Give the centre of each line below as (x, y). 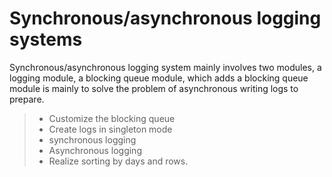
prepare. (27, 99)
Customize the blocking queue (112, 118)
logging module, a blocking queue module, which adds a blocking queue (159, 78)
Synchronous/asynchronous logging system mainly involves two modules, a (165, 67)
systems (46, 39)
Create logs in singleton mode (110, 129)
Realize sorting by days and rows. (118, 161)
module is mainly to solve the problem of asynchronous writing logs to (154, 88)
